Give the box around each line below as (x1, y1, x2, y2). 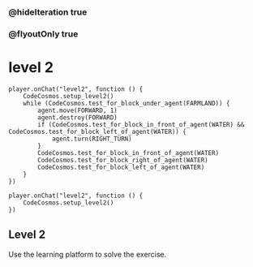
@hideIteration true (8, 6, 88, 18)
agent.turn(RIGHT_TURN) (51, 135, 132, 143)
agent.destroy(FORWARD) (37, 113, 118, 122)
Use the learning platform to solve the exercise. (8, 249, 167, 259)
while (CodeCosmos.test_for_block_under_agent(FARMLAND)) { (23, 99, 230, 107)
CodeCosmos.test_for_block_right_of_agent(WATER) (37, 156, 208, 164)
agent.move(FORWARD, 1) (37, 106, 118, 114)
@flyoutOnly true (8, 28, 79, 39)
